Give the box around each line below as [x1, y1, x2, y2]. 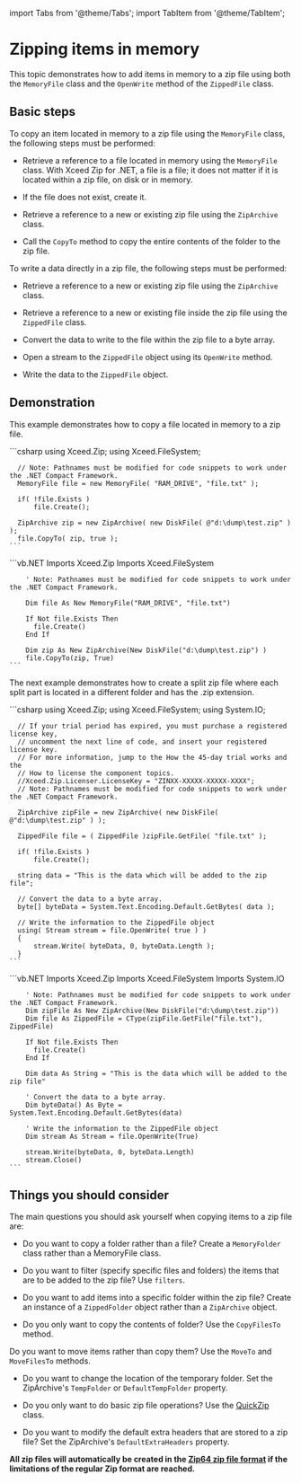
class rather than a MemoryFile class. [22, 1248, 162, 1258]
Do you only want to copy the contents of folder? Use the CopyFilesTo [22, 1320, 281, 1330]
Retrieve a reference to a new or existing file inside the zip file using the [22, 307, 288, 318]
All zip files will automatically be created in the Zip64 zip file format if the [9, 1454, 288, 1465]
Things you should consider [9, 1187, 169, 1203]
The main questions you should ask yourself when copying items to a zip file [9, 1212, 293, 1223]
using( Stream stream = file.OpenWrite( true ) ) [17, 925, 207, 935]
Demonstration [9, 395, 96, 410]
